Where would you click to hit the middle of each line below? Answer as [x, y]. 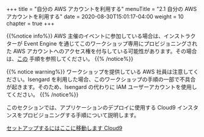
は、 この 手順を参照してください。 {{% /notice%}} [70, 59]
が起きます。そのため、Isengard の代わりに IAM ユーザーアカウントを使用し [102, 87]
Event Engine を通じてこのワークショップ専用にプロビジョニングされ [110, 44]
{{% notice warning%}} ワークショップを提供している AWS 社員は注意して [100, 72]
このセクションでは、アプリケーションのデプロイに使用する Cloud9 [91, 107]
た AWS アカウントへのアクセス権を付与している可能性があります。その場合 [102, 51]
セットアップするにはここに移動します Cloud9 [64, 128]
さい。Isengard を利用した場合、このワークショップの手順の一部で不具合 [104, 79]
